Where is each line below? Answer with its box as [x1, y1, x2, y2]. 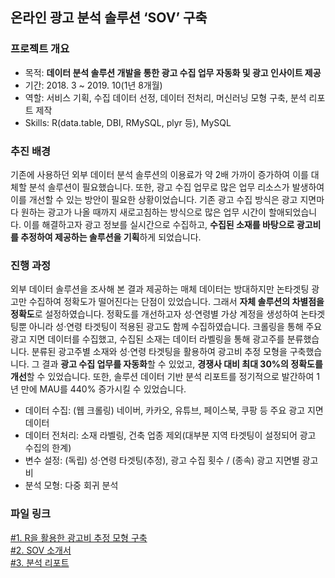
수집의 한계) [24, 442, 72, 454]
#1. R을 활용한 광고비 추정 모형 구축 [10, 531, 148, 543]
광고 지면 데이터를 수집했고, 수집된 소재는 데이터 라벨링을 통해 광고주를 [10, 333, 285, 345]
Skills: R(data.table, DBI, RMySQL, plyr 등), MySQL [24, 116, 232, 128]
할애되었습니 [268, 206, 318, 218]
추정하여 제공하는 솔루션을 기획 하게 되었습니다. [20, 231, 202, 243]
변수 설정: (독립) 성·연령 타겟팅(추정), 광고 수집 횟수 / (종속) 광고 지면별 [24, 454, 300, 467]
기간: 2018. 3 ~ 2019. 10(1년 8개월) [24, 79, 163, 91]
